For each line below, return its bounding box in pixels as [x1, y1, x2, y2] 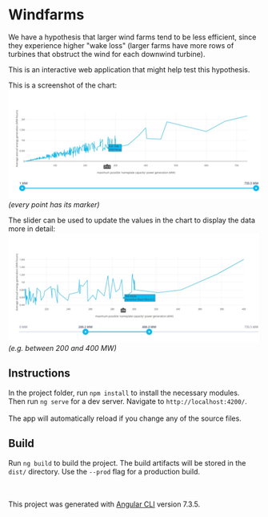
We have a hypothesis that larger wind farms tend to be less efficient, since [8, 32, 257, 42]
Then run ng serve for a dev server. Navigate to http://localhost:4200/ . [8, 396, 248, 406]
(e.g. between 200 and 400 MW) [8, 344, 118, 353]
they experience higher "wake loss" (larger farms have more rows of [8, 40, 234, 50]
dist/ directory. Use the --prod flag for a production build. [8, 466, 200, 476]
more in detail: [8, 224, 56, 234]
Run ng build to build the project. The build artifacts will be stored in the [8, 458, 246, 467]
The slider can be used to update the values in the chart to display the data [8, 215, 256, 226]
